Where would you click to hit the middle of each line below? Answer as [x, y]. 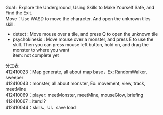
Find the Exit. [19, 13]
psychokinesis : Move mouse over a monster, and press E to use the [83, 39]
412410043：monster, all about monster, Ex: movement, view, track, [75, 83]
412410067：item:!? [26, 101]
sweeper [14, 78]
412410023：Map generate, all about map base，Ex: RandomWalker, [76, 72]
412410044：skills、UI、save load [41, 108]
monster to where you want [41, 50]
